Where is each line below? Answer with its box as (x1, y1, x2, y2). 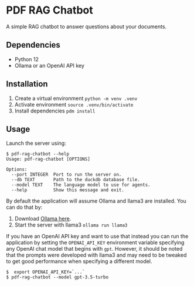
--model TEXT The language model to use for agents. (11, 182, 151, 188)
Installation (6, 79, 48, 89)
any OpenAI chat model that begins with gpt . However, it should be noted (6, 245, 183, 252)
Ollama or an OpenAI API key (14, 62, 85, 69)
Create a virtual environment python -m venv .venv (14, 95, 138, 102)
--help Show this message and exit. (11, 187, 125, 193)
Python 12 (14, 55, 39, 62)
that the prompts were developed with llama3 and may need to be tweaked (6, 251, 187, 259)
